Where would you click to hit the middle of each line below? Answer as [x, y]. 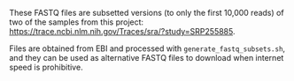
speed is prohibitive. [46, 67]
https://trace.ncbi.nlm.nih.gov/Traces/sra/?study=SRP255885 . [122, 31]
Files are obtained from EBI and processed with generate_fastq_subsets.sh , [147, 48]
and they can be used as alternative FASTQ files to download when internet [147, 58]
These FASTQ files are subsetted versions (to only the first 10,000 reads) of [147, 13]
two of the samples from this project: [77, 22]
